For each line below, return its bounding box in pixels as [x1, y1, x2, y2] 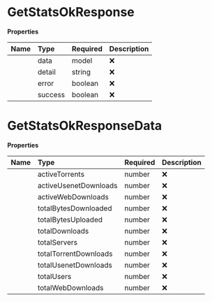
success [37, 89, 66, 99]
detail [37, 67, 56, 77]
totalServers [37, 237, 78, 247]
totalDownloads [37, 226, 89, 236]
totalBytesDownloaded [37, 203, 112, 213]
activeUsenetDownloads [37, 180, 118, 190]
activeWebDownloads [37, 192, 109, 201]
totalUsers [37, 271, 72, 281]
